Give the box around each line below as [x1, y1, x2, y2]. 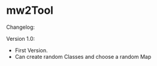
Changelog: [6, 23, 35, 31]
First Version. [14, 46, 48, 54]
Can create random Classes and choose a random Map [14, 53, 152, 60]
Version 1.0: [6, 35, 35, 42]
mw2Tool [6, 4, 54, 17]
